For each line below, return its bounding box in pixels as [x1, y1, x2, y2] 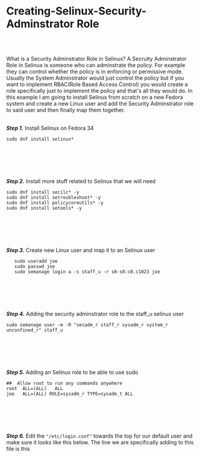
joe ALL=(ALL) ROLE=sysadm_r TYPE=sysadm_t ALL [6, 391, 134, 397]
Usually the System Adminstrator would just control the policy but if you [6, 74, 184, 81]
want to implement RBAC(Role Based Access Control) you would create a [6, 80, 188, 88]
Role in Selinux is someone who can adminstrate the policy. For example [6, 61, 186, 69]
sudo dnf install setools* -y [6, 205, 83, 211]
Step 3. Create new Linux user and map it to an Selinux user [6, 246, 155, 254]
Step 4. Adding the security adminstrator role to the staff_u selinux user [6, 310, 184, 317]
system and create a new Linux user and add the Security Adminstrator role [6, 99, 194, 107]
